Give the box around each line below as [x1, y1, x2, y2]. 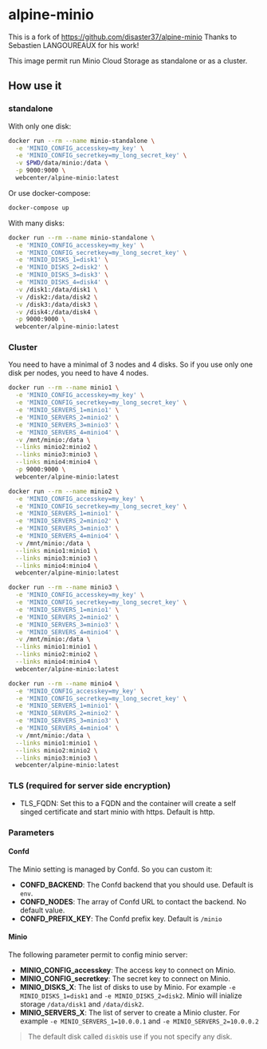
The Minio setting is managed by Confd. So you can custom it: [8, 864, 213, 874]
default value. [19, 905, 65, 915]
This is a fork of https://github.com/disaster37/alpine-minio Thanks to [8, 32, 238, 42]
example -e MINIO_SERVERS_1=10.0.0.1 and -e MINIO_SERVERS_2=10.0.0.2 [19, 1016, 259, 1026]
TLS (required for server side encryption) [8, 781, 171, 792]
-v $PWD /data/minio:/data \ [15, 159, 109, 167]
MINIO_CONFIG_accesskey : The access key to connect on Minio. [19, 965, 237, 975]
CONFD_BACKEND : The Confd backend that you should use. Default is [19, 880, 253, 889]
